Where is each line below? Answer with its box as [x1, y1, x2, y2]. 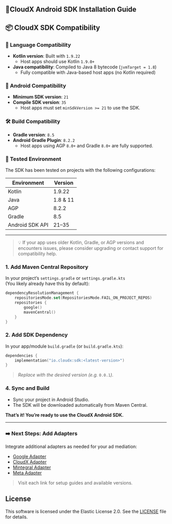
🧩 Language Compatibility [5, 41, 71, 48]
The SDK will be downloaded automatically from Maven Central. [12, 402, 147, 408]
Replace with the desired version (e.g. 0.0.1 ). [17, 372, 114, 378]
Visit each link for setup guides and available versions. [17, 479, 133, 486]
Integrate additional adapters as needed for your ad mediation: [5, 443, 137, 449]
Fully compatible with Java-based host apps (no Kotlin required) [20, 69, 156, 76]
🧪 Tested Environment [5, 155, 61, 162]
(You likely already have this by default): [5, 281, 90, 287]
